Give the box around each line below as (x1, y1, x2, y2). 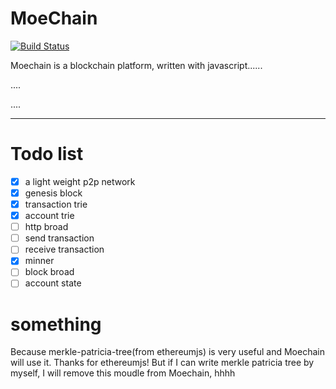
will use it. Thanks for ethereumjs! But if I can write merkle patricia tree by (10, 357, 315, 369)
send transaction (24, 232, 95, 244)
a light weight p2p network (24, 175, 136, 187)
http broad (24, 221, 69, 233)
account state (24, 277, 82, 289)
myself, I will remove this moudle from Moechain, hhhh (10, 367, 236, 379)
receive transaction (24, 243, 105, 256)
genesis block (24, 187, 83, 199)
